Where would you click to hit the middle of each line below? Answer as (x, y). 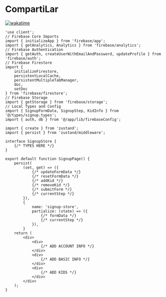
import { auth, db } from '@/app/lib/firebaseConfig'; (63, 119)
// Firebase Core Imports (32, 36)
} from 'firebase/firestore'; (37, 93)
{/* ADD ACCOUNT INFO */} (67, 246)
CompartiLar (32, 9)
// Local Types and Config (33, 106)
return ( (23, 233)
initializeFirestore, (36, 71)
